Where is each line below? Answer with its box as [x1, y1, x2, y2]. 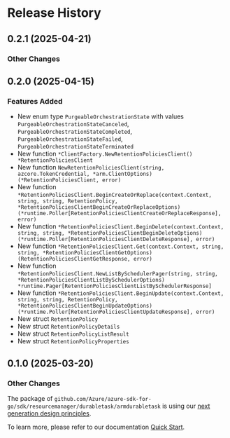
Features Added [7, 96, 63, 106]
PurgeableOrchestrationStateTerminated [17, 144, 134, 151]
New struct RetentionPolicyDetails [17, 322, 120, 331]
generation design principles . [7, 409, 92, 418]
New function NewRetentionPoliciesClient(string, [17, 163, 165, 172]
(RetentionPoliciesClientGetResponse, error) [17, 256, 152, 263]
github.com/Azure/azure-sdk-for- [54, 395, 152, 402]
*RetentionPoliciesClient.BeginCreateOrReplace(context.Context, [17, 191, 212, 199]
